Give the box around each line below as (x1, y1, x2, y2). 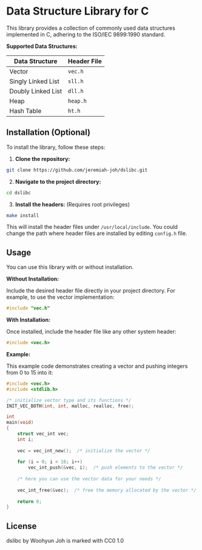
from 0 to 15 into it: (6, 368, 53, 376)
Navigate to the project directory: (15, 178, 101, 185)
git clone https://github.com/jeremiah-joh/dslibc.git (6, 167, 148, 173)
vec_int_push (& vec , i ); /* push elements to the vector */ (28, 464, 183, 471)
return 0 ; (17, 498, 42, 504)
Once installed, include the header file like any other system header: (6, 328, 177, 335)
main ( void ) (6, 419, 34, 426)
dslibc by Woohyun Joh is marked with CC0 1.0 (6, 537, 124, 545)
